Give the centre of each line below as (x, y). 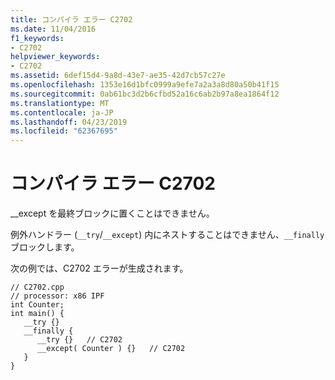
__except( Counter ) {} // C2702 (111, 349)
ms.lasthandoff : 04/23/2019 (69, 122)
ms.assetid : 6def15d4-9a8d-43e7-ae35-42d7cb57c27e (118, 76)
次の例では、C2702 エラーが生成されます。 (99, 268)
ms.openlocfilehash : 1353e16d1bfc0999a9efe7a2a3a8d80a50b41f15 (145, 85)
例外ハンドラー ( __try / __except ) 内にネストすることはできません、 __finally (167, 235)
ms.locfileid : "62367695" (64, 131)
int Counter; (37, 305)
